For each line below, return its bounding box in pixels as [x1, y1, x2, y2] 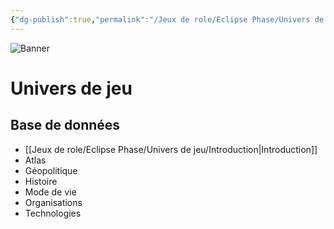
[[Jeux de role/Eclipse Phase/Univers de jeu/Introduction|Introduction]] [24, 143, 318, 155]
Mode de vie [24, 186, 77, 198]
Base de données [10, 117, 121, 134]
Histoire [24, 175, 58, 187]
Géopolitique [24, 164, 78, 176]
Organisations [24, 196, 83, 208]
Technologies [24, 207, 82, 219]
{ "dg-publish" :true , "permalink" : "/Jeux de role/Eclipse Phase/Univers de [10, 14, 325, 25]
